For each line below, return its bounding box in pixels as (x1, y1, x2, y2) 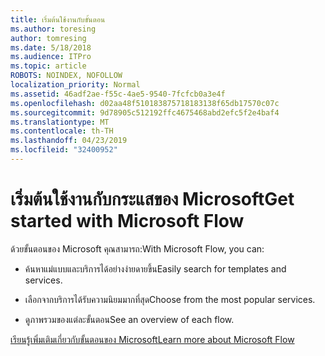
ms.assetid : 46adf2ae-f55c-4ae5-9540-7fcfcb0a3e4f (10, 89, 226, 99)
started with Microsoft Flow (10, 210, 245, 233)
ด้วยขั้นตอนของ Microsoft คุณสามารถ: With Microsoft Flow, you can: (10, 242, 265, 255)
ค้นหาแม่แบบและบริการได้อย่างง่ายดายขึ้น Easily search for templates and (24, 262, 287, 275)
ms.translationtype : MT (10, 117, 110, 127)
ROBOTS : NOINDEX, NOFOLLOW (10, 71, 123, 81)
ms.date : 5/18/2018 (10, 42, 92, 53)
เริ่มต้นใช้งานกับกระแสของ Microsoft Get (10, 188, 295, 211)
